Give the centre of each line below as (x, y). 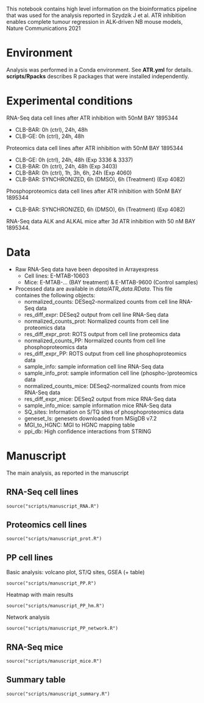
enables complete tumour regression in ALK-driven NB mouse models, (94, 22)
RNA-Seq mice (35, 647)
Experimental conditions (69, 101)
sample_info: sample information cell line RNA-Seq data (94, 366)
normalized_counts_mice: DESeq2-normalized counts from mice (105, 386)
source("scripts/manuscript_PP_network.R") (62, 629)
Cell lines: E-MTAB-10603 (57, 276)
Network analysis (28, 617)
